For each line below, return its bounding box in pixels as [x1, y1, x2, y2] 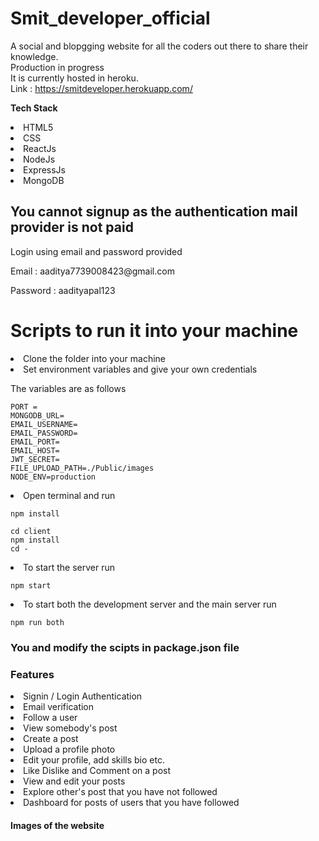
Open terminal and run [23, 489, 116, 501]
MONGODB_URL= [10, 410, 65, 421]
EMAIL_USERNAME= [10, 419, 78, 429]
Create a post [23, 732, 79, 744]
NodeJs [23, 153, 56, 165]
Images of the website [10, 819, 105, 831]
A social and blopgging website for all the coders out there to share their [10, 40, 309, 52]
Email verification [23, 700, 95, 712]
